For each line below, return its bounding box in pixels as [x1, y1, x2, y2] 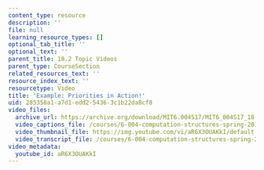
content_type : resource [8, 11, 86, 20]
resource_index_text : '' [8, 77, 90, 85]
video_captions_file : [15, 121, 86, 128]
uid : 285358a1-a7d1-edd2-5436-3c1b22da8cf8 [8, 99, 153, 107]
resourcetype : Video [8, 84, 76, 92]
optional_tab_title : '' [8, 41, 86, 49]
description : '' [8, 19, 61, 27]
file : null [8, 26, 44, 34]
